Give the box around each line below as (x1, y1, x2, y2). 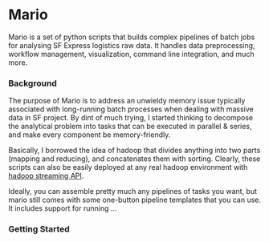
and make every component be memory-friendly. (8, 130, 171, 139)
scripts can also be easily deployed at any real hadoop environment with (8, 163, 248, 172)
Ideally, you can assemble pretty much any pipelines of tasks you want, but (8, 187, 258, 196)
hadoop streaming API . (8, 171, 84, 181)
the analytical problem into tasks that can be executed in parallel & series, (8, 122, 252, 131)
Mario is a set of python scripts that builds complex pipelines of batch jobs (8, 32, 255, 42)
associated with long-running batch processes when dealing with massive (8, 104, 255, 114)
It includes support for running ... (8, 204, 117, 213)
